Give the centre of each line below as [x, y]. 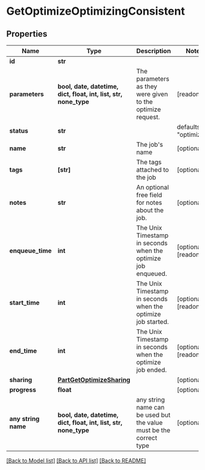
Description [154, 51]
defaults [189, 127]
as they [147, 86]
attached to [153, 170]
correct [147, 438]
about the [150, 210]
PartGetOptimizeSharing [94, 380]
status [19, 131]
